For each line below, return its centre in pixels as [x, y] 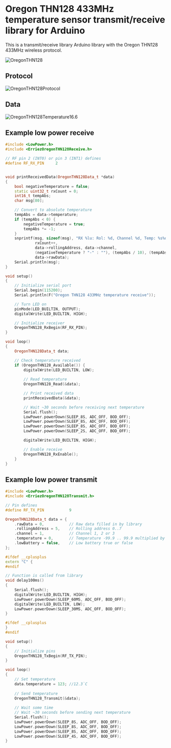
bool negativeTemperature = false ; [52, 186]
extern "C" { [19, 562]
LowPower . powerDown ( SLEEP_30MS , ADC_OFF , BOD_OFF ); [70, 609]
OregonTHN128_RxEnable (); [51, 454]
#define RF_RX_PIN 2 [32, 163]
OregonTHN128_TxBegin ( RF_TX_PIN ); [51, 656]
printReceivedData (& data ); [52, 398]
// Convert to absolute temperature [53, 210]
